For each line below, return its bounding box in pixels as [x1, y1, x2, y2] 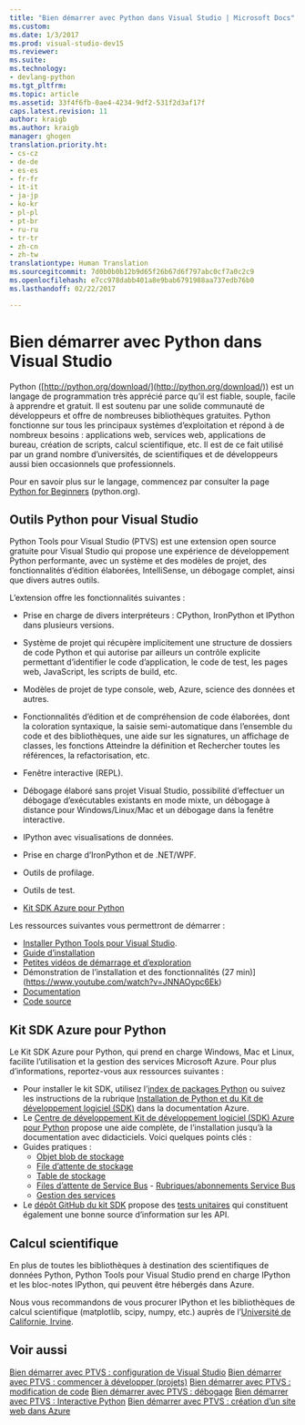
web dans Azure [9, 1405, 71, 1416]
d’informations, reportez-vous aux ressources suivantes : [9, 1066, 225, 1077]
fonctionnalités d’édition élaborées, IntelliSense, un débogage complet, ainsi [9, 565, 295, 576]
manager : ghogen [9, 132, 71, 141]
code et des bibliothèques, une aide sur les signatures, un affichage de [22, 730, 290, 742]
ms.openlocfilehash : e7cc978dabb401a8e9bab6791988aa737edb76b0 [9, 276, 255, 285]
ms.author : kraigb [9, 124, 79, 133]
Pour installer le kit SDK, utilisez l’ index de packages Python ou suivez [22, 1084, 286, 1094]
